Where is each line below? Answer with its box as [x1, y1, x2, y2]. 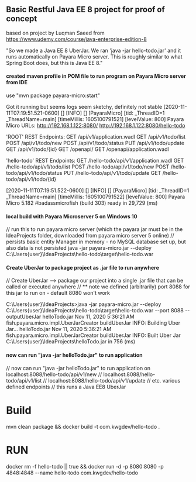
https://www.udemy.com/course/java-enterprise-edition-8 [6, 35, 147, 43]
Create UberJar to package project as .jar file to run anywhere [6, 264, 160, 271]
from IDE [6, 79, 28, 86]
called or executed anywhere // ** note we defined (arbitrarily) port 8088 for [6, 283, 190, 290]
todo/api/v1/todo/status [6, 170, 63, 177]
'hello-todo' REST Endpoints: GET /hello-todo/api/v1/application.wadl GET [6, 157, 184, 164]
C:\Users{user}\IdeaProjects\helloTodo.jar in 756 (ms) [6, 338, 136, 345]
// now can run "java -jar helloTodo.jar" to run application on [6, 364, 151, 371]
